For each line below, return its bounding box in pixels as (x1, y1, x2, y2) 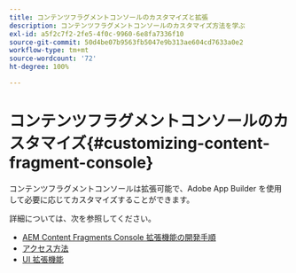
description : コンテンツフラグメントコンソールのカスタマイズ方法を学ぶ (9, 21, 245, 30)
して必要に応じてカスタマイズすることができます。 (9, 194, 195, 205)
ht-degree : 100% (9, 63, 69, 72)
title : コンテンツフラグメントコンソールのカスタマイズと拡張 (9, 12, 208, 22)
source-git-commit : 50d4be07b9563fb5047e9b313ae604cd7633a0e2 (9, 37, 244, 47)
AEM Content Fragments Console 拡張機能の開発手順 (21, 231, 216, 242)
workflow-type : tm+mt (9, 46, 90, 55)
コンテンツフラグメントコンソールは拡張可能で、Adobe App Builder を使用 (9, 183, 282, 193)
